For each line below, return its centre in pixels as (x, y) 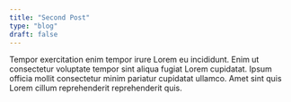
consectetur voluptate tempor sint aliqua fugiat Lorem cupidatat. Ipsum (141, 69)
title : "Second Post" (50, 17)
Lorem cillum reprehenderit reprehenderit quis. (96, 88)
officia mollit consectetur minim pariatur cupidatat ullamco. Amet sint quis (145, 79)
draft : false (34, 34)
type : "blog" (34, 26)
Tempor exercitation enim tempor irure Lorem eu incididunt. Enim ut (134, 60)
